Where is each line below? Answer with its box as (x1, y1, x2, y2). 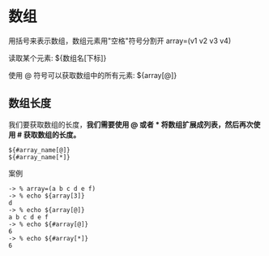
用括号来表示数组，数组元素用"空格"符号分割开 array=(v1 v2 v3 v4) (8, 36, 232, 46)
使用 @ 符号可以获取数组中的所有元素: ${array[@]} (8, 70, 177, 80)
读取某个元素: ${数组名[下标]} (8, 53, 107, 63)
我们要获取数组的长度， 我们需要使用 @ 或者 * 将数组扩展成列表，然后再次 (8, 119, 254, 129)
